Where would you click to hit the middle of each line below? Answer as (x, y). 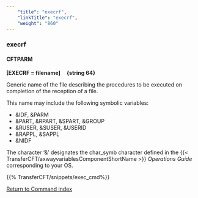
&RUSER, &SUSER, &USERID (51, 127)
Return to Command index (39, 189)
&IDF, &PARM (32, 115)
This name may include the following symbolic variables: (78, 103)
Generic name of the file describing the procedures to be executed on (94, 84)
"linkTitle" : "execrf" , (48, 18)
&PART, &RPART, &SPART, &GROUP (60, 121)
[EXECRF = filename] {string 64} (51, 72)
